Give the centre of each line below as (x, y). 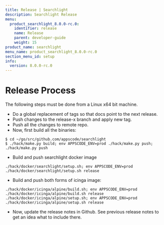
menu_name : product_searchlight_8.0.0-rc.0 (51, 52)
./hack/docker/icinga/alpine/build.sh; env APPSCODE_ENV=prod (71, 189)
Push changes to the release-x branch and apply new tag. (72, 120)
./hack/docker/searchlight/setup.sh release (52, 171)
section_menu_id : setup (30, 56)
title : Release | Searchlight (37, 10)
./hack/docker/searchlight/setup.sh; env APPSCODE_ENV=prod (69, 167)
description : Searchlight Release (41, 15)
